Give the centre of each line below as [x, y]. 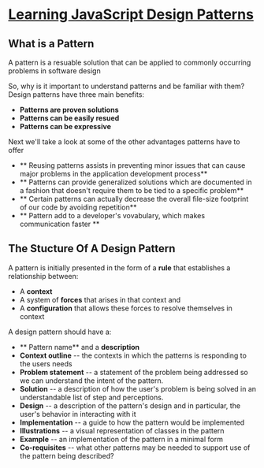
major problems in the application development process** [113, 174]
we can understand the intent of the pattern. [91, 381]
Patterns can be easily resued [69, 118]
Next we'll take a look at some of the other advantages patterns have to [124, 142]
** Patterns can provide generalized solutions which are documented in [136, 182]
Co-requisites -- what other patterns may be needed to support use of [135, 448]
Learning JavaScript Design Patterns [131, 15]
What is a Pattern [51, 44]
